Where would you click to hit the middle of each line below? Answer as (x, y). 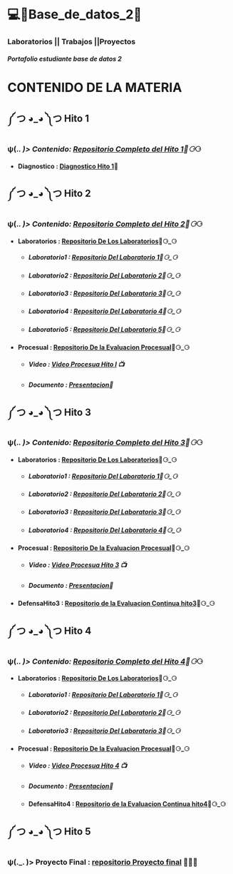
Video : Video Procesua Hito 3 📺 (77, 564)
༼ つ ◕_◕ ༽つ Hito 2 (49, 194)
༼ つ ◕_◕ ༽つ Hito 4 (50, 630)
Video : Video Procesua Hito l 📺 (76, 364)
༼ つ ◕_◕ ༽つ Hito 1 (48, 119)
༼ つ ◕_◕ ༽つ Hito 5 (49, 832)
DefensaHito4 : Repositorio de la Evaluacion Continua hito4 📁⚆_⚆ (127, 804)
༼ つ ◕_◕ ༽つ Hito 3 (49, 412)
